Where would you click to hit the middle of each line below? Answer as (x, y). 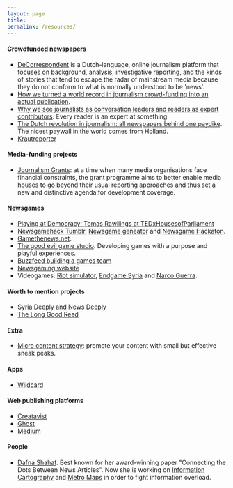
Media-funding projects (42, 155)
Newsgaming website (48, 268)
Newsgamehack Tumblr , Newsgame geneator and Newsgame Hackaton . (121, 231)
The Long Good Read (48, 314)
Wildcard (30, 385)
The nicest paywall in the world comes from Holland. (93, 131)
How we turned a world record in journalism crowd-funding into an (113, 94)
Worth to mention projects (46, 291)
